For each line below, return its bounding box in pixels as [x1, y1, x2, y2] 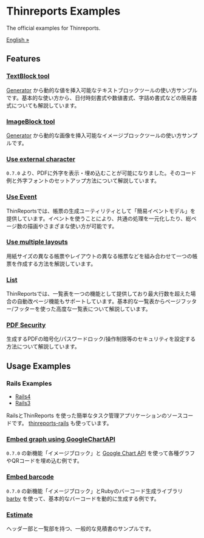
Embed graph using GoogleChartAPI [6, 435, 115, 444]
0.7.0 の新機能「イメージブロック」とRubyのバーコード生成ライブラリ [6, 487, 183, 494]
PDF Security [6, 321, 46, 329]
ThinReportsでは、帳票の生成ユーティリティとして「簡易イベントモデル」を [6, 207, 196, 214]
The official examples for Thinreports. [6, 24, 101, 32]
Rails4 [15, 393, 31, 400]
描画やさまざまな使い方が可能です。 [27, 222, 118, 230]
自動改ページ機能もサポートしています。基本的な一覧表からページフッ [16, 298, 192, 305]
